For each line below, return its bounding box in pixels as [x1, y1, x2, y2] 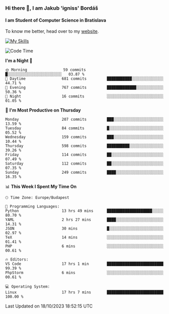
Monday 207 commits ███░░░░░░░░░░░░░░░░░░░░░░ [5, 117, 164, 122]
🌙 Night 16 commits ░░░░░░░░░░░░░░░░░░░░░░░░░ [5, 94, 164, 99]
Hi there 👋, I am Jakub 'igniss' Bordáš [5, 5, 98, 12]
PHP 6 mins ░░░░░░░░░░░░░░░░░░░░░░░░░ [5, 244, 164, 249]
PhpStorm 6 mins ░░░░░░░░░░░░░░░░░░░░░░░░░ [5, 270, 164, 276]
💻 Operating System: [5, 284, 50, 289]
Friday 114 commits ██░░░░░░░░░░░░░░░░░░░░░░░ [5, 152, 164, 158]
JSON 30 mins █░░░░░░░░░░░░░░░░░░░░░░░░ [5, 226, 164, 231]
